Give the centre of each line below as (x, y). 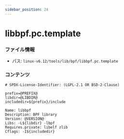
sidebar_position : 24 (27, 9)
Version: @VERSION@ (25, 119)
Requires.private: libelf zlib (36, 127)
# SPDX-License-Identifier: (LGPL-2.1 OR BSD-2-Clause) (62, 85)
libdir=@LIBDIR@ (21, 98)
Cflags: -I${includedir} (30, 132)
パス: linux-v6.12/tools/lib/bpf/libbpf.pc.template (65, 61)
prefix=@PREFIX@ (21, 93)
